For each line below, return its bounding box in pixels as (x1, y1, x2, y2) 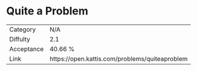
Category (9, 25, 36, 34)
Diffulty (9, 35, 30, 43)
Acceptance (9, 45, 44, 53)
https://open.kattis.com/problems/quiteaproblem (49, 54, 188, 63)
